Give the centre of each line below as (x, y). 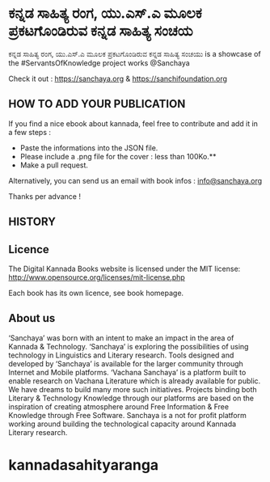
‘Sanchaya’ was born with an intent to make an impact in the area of (121, 338)
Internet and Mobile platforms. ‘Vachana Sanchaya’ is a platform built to (127, 372)
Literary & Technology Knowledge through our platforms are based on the (131, 398)
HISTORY (32, 222)
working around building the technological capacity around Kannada (122, 424)
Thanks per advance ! (44, 196)
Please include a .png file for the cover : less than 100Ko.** (118, 156)
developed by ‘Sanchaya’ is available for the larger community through (126, 363)
